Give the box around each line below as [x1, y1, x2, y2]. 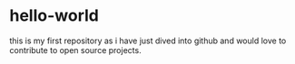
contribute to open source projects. [9, 44, 143, 55]
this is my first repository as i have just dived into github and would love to [9, 35, 287, 46]
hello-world [9, 5, 100, 26]
